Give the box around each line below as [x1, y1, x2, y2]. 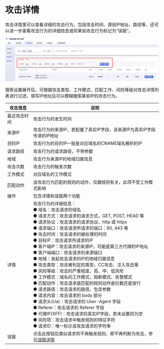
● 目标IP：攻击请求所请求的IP [33, 237, 93, 243]
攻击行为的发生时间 [33, 116, 72, 121]
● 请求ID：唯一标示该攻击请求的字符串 [33, 323, 111, 329]
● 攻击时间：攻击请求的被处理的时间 [33, 231, 107, 237]
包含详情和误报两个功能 [33, 193, 81, 199]
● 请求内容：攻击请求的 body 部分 [33, 292, 102, 299]
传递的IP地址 [33, 133, 59, 139]
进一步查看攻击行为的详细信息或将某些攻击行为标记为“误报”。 [9, 27, 133, 33]
